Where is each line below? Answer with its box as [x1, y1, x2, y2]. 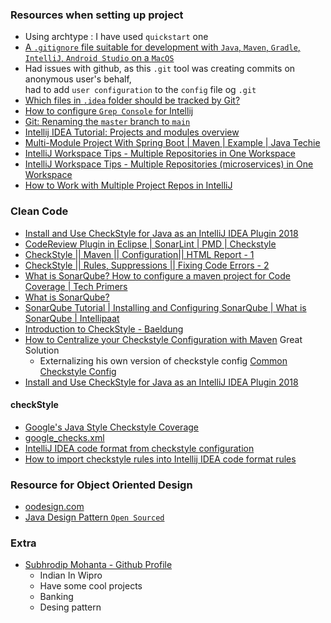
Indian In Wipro [39, 569, 103, 582]
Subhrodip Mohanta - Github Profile [24, 559, 173, 571]
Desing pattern [39, 601, 102, 613]
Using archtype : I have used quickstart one [24, 31, 209, 43]
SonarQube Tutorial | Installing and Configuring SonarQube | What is [24, 301, 307, 313]
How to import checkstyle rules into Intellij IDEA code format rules [24, 453, 297, 465]
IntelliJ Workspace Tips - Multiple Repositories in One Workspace [24, 148, 296, 160]
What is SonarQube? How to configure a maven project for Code [24, 269, 292, 282]
